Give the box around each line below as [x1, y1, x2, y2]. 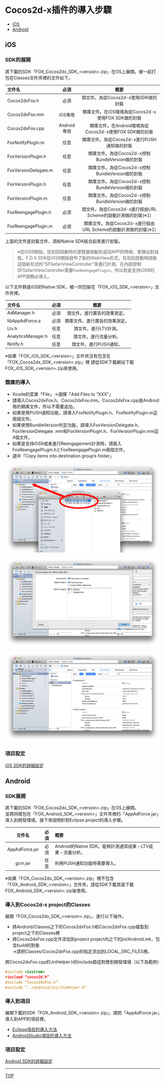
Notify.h [7, 341, 24, 347]
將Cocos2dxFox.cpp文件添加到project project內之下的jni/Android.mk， [12, 936, 156, 942]
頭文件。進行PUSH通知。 [72, 341, 123, 347]
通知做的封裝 [106, 143, 133, 149]
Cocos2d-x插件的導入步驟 [5, 4, 112, 16]
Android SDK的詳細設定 [5, 1058, 53, 1064]
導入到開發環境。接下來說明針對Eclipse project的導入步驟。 [5, 817, 126, 823]
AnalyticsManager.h [7, 334, 48, 339]
